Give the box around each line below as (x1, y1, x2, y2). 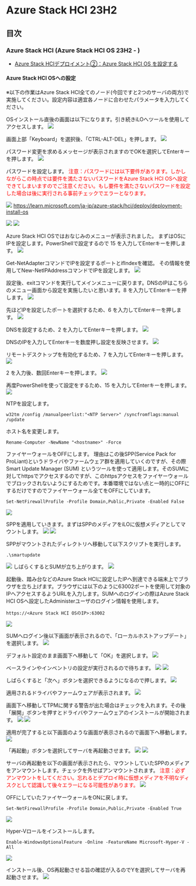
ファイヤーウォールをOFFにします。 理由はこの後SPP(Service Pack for (6, 451, 177, 458)
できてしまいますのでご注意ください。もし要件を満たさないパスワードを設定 (6, 183, 191, 190)
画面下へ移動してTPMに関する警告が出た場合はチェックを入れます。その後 (6, 702, 186, 709)
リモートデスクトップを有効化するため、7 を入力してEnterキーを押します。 (6, 351, 187, 358)
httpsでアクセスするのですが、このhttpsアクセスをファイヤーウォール (21, 472, 189, 480)
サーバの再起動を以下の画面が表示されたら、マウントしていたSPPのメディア (6, 760, 190, 767)
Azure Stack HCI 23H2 (6, 4, 118, 17)
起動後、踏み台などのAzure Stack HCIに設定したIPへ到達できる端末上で (6, 576, 178, 583)
